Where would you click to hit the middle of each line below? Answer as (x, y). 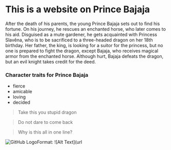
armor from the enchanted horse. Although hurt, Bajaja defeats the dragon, (84, 56)
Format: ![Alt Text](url (59, 142)
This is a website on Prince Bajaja (78, 9)
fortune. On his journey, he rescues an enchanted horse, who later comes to (86, 29)
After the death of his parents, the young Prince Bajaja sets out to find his (83, 24)
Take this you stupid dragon (47, 112)
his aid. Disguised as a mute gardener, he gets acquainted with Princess (81, 34)
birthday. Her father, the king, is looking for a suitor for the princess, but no (84, 45)
